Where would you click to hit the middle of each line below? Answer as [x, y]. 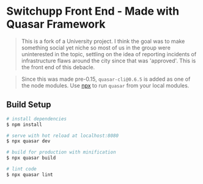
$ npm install [24, 124]
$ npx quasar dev [28, 141]
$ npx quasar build [31, 158]
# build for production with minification [61, 152]
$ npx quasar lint [30, 175]
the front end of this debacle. [58, 67]
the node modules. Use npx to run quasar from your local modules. [105, 85]
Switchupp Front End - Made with [93, 11]
